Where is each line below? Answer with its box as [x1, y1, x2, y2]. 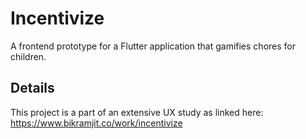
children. [10, 50, 47, 62]
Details [10, 80, 55, 97]
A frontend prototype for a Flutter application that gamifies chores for [10, 40, 296, 52]
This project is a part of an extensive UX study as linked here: [10, 106, 264, 118]
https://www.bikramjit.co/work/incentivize [10, 117, 183, 129]
